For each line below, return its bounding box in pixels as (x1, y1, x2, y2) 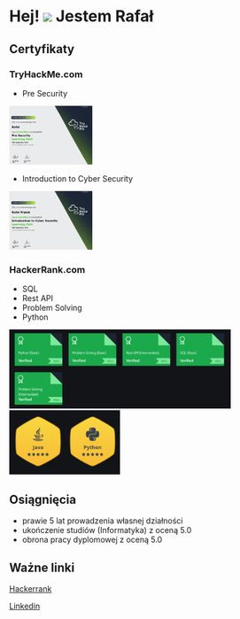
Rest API (21, 293, 54, 304)
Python (21, 312, 49, 322)
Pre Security (21, 88, 68, 98)
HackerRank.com (9, 264, 86, 276)
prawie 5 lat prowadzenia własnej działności (21, 515, 183, 526)
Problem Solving (21, 303, 82, 313)
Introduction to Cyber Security (21, 174, 134, 184)
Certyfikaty (9, 42, 75, 57)
